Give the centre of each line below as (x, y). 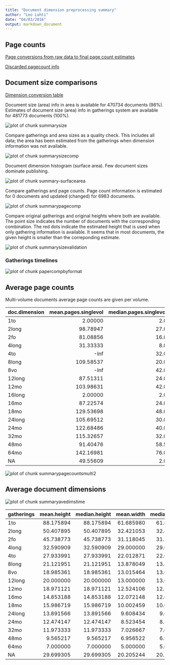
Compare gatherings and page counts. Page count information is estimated (84, 190)
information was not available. (36, 146)
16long (16, 395)
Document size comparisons (51, 82)
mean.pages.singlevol (76, 312)
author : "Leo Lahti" (27, 15)
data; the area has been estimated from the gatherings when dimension (80, 141)
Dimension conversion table (34, 95)
